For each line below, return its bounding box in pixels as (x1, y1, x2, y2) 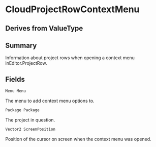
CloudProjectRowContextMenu (5, 4, 140, 15)
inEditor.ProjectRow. (5, 60, 47, 66)
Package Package (5, 108, 40, 113)
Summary (5, 41, 37, 50)
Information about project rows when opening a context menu (5, 55, 135, 61)
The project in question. (5, 116, 55, 123)
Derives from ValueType (5, 24, 83, 33)
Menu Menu (5, 88, 26, 94)
